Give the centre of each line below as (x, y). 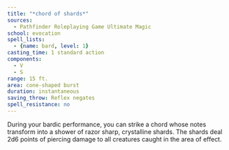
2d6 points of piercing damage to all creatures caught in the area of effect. (114, 139)
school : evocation (34, 33)
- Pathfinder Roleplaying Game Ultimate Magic (82, 27)
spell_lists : (26, 40)
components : (24, 59)
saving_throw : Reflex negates (51, 98)
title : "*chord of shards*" (48, 14)
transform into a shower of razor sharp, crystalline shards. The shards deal (115, 132)
